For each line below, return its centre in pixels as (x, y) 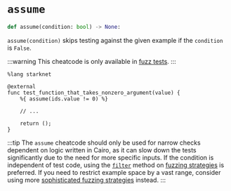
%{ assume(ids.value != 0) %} (64, 99)
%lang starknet (29, 74)
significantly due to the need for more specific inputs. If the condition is (111, 157)
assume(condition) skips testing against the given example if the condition (115, 40)
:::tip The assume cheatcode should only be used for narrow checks (104, 143)
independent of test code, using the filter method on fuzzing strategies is (116, 165)
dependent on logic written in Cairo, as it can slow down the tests (102, 150)
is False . (19, 48)
